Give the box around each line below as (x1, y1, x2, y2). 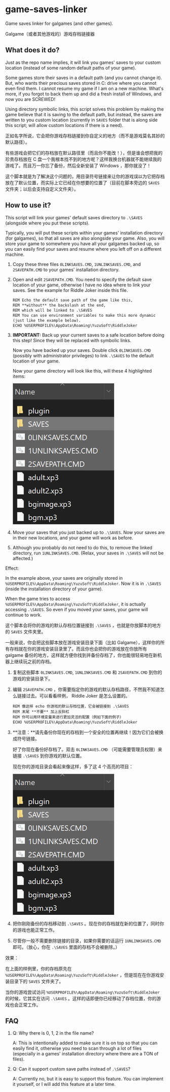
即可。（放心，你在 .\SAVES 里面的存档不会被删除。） (12, 944, 120, 950)
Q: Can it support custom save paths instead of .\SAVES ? (12, 1066, 131, 1072)
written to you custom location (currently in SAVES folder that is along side (5, 117, 158, 123)
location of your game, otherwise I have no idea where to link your (12, 282, 151, 288)
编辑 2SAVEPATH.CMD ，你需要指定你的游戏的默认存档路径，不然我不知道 (12, 686, 160, 692)
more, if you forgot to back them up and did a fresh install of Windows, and (5, 90, 162, 97)
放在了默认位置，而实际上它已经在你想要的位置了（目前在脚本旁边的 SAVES (5, 179, 160, 186)
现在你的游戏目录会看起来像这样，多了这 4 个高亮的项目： (12, 763, 134, 770)
